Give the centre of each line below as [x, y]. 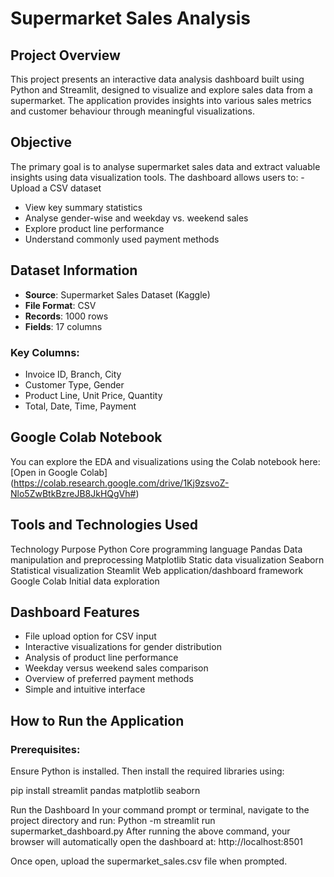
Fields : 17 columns [63, 326]
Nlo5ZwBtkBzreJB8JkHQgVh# [73, 493]
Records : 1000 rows [66, 316]
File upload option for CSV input [90, 636]
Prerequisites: [45, 749]
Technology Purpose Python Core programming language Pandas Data [156, 549]
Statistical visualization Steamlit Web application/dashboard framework [157, 570]
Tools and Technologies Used [104, 525]
